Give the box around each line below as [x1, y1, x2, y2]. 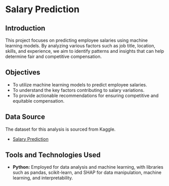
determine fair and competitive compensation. [5, 53, 102, 59]
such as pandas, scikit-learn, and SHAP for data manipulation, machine [12, 169, 161, 176]
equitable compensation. [12, 98, 65, 104]
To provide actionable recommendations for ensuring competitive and [12, 92, 159, 99]
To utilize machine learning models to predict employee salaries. [12, 81, 147, 87]
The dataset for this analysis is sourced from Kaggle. [5, 126, 116, 132]
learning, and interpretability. [12, 175, 73, 181]
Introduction [5, 24, 46, 33]
